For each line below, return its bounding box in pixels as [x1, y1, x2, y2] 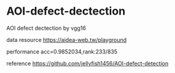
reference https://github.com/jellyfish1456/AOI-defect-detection [6, 60, 169, 67]
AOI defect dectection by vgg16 [6, 24, 86, 32]
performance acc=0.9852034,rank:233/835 [6, 47, 118, 55]
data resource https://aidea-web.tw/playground [6, 36, 127, 43]
